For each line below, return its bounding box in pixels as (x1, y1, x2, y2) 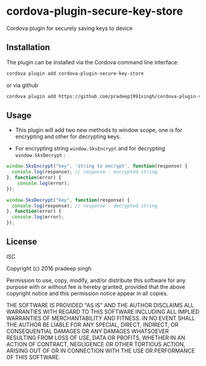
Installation (6, 42, 50, 53)
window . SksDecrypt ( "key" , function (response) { (6, 197, 131, 203)
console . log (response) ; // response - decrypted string (12, 203, 158, 209)
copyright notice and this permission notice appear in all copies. (6, 289, 169, 297)
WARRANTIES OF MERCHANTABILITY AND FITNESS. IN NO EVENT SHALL (6, 314, 196, 322)
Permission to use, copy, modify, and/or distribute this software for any (6, 277, 186, 284)
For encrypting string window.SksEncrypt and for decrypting (15, 145, 166, 152)
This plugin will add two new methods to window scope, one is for (15, 127, 183, 134)
